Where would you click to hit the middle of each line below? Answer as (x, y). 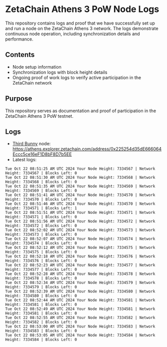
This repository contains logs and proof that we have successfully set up (80, 23)
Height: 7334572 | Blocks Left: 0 (41, 226)
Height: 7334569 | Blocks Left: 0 (41, 191)
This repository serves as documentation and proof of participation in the (81, 111)
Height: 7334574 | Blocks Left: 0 (41, 243)
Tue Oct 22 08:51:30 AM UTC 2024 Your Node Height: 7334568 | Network (80, 178)
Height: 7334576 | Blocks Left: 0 (41, 261)
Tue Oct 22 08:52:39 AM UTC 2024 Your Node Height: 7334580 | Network (80, 291)
